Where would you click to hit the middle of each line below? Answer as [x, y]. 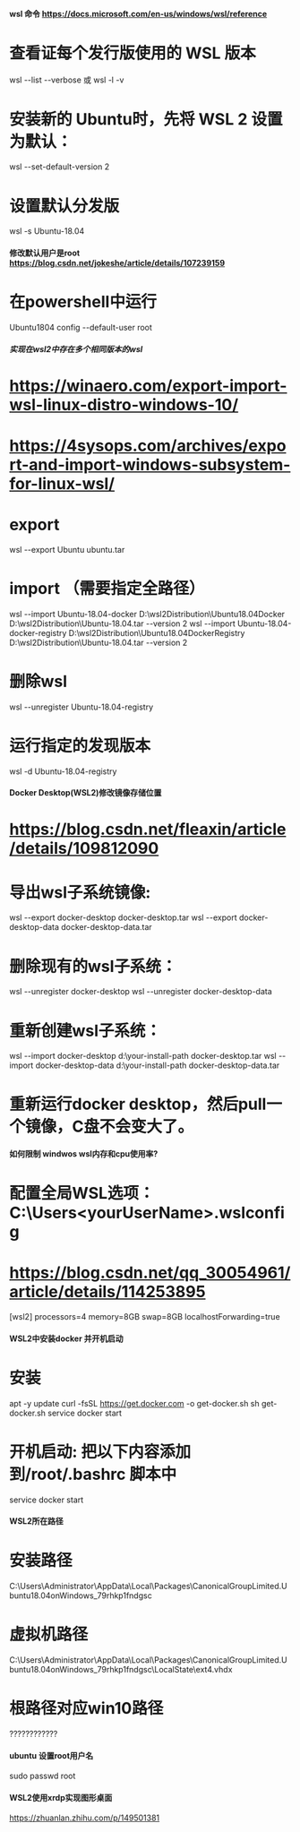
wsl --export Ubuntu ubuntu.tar [67, 549]
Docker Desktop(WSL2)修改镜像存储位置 [86, 793]
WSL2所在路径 [37, 1521]
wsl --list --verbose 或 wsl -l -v [67, 80]
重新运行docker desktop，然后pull [138, 1104]
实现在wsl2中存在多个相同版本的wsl [76, 348]
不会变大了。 [146, 1127]
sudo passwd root [43, 1776]
